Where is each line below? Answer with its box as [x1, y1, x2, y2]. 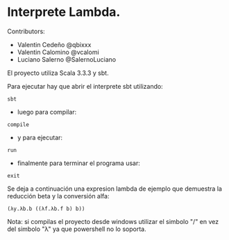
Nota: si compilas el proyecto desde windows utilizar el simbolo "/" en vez [7, 217, 219, 225]
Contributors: [7, 27, 45, 35]
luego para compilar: [17, 108, 77, 116]
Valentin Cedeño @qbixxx [17, 40, 92, 49]
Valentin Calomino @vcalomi [17, 48, 99, 56]
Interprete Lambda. [7, 4, 121, 20]
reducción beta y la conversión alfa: [7, 191, 110, 200]
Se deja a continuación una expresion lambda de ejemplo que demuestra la [7, 185, 222, 193]
